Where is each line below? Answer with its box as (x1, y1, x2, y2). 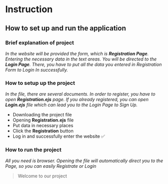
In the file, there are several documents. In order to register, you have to (5, 91, 156, 97)
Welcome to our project (17, 173, 67, 179)
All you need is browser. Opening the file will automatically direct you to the (5, 158, 163, 164)
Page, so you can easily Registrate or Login (5, 163, 96, 169)
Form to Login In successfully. (5, 67, 69, 73)
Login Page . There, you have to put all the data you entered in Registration (5, 61, 162, 67)
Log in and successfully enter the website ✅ (12, 133, 105, 139)
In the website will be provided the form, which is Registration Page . (5, 50, 149, 56)
